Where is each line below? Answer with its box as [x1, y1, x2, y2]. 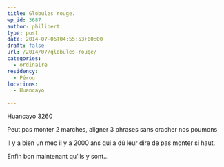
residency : [7, 68, 39, 75]
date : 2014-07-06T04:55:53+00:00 [7, 36, 103, 43]
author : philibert [7, 23, 60, 30]
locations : [7, 81, 39, 88]
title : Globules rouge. [7, 10, 76, 17]
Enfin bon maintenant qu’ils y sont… [7, 153, 109, 161]
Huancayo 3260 [7, 112, 53, 121]
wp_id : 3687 [7, 17, 41, 23]
